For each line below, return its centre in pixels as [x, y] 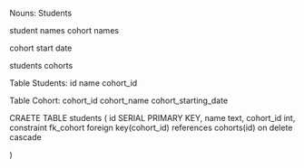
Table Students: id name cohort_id [74, 83]
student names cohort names [64, 30]
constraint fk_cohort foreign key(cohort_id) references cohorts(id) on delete [151, 127]
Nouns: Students [41, 13]
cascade [26, 137]
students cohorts [41, 65]
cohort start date [41, 48]
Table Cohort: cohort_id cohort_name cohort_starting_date [119, 100]
